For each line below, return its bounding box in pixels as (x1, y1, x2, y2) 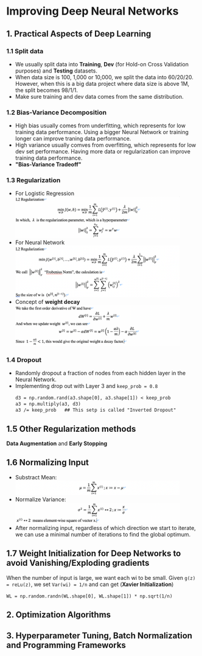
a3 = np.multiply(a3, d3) (15, 401, 81, 407)
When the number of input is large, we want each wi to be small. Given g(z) (6, 574, 196, 581)
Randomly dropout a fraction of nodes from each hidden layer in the (15, 370, 186, 377)
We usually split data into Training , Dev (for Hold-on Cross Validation (15, 60, 189, 68)
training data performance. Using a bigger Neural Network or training (15, 129, 189, 136)
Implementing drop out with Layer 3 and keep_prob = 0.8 (15, 383, 158, 390)
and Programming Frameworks (6, 640, 127, 650)
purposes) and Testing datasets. (15, 67, 97, 74)
